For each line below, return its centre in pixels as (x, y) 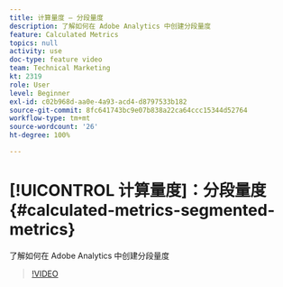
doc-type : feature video (56, 60)
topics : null (34, 43)
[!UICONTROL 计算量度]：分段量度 (138, 191)
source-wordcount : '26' (54, 127)
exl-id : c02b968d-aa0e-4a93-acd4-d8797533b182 (98, 102)
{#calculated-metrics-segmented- (142, 211)
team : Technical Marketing (60, 69)
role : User (30, 85)
